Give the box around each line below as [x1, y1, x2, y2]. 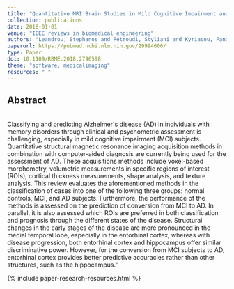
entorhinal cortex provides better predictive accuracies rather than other [7, 253, 215, 262]
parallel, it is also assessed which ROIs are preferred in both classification [7, 209, 219, 217]
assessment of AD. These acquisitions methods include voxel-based [7, 157, 204, 166]
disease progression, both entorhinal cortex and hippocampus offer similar [7, 238, 221, 247]
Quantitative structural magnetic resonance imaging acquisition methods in [7, 142, 223, 150]
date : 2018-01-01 [7, 23, 58, 30]
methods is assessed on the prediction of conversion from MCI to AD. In [7, 201, 214, 210]
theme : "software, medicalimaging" [7, 62, 111, 69]
